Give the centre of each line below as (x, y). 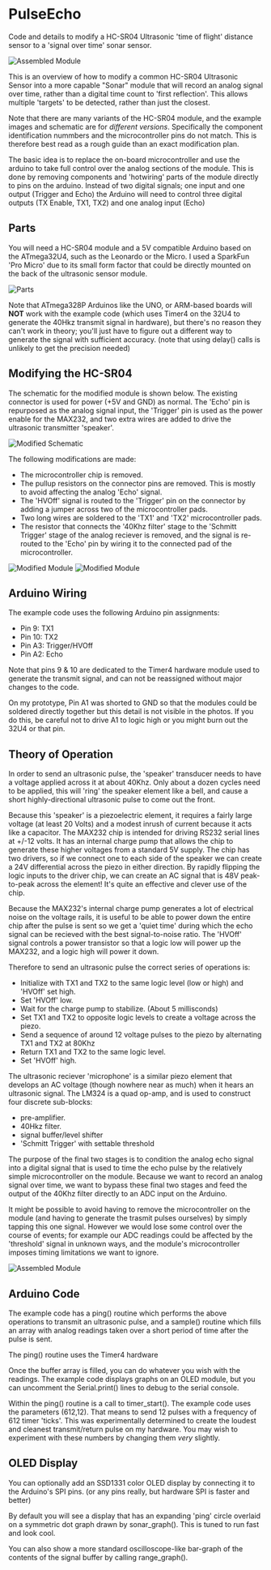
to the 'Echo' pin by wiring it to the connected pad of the (138, 543)
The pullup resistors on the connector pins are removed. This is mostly (138, 483)
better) (20, 1499)
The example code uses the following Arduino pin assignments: (114, 613)
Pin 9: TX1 (37, 628)
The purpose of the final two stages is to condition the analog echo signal (131, 1159)
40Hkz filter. (41, 1127)
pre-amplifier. (43, 1118)
